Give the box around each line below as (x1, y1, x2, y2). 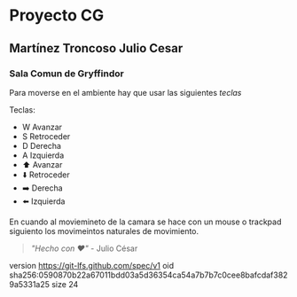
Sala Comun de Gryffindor (9, 67, 124, 80)
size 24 (51, 278, 79, 289)
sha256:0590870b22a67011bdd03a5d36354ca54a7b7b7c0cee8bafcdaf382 (9, 270, 288, 280)
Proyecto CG (9, 5, 105, 26)
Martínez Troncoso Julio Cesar (9, 41, 184, 56)
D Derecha (21, 140, 62, 151)
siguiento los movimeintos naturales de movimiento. (9, 225, 199, 236)
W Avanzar (21, 121, 63, 132)
